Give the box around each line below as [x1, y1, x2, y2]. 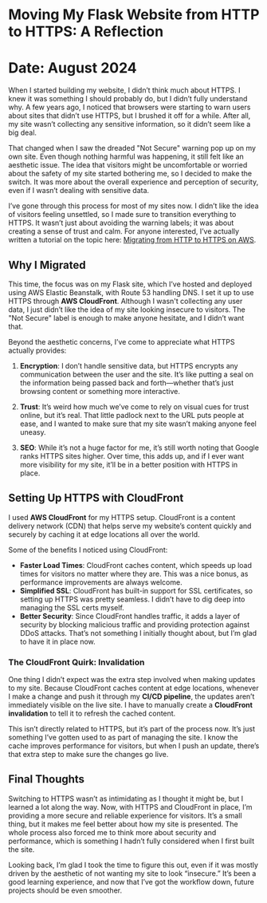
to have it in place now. [19, 637, 96, 646]
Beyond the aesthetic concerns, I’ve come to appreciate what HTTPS [8, 337, 235, 346]
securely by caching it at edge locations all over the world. [8, 529, 201, 539]
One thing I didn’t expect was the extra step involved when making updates [8, 675, 256, 684]
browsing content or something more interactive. [19, 386, 181, 396]
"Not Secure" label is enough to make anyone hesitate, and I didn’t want [8, 313, 245, 322]
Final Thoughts [8, 772, 85, 787]
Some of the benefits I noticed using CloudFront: [8, 545, 168, 554]
